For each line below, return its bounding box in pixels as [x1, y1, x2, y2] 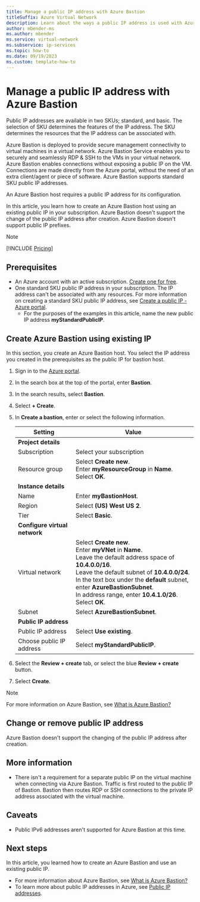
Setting [33, 428, 55, 437]
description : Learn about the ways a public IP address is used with [6, 20, 183, 26]
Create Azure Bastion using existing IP [6, 333, 152, 344]
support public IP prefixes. [6, 222, 71, 229]
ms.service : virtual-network [6, 36, 79, 42]
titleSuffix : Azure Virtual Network [6, 14, 97, 20]
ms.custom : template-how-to [6, 59, 76, 65]
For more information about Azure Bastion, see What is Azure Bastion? [14, 877, 188, 884]
